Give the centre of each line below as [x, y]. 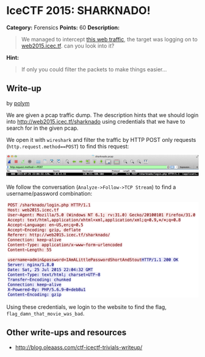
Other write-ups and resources [67, 333]
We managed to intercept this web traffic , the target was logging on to [110, 39]
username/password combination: [49, 193]
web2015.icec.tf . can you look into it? [68, 46]
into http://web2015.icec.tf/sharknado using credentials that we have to [96, 121]
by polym [18, 103]
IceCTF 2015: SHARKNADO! [78, 11]
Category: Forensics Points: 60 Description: [63, 27]
